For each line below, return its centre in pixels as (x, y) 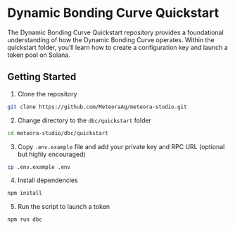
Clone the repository (47, 94)
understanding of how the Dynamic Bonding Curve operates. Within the (111, 39)
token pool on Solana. (39, 55)
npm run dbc (25, 219)
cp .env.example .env (39, 167)
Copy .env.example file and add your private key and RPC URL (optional (121, 146)
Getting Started (42, 77)
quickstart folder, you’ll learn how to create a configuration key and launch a (118, 47)
